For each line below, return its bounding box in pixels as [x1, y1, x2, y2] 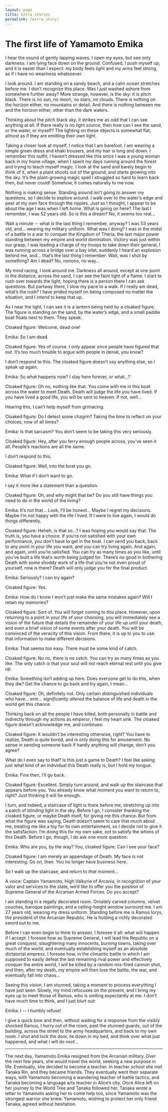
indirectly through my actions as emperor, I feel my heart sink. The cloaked [5, 716, 159, 722]
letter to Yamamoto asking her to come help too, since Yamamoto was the [5, 1090, 157, 1096]
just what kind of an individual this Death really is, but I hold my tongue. [5, 763, 152, 769]
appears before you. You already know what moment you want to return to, [5, 787, 160, 793]
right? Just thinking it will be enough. [5, 793, 81, 799]
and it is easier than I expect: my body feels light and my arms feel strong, [5, 66, 157, 72]
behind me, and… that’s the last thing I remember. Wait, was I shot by [5, 253, 147, 259]
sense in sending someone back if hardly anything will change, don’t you [5, 742, 155, 748]
